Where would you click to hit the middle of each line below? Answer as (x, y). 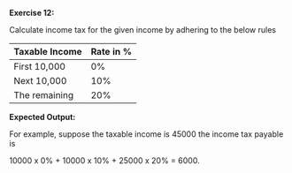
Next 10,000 (40, 81)
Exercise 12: (32, 13)
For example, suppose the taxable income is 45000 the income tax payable (146, 134)
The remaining (43, 95)
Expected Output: (42, 117)
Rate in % (111, 52)
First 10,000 (40, 67)
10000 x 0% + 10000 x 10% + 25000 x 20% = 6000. (105, 161)
